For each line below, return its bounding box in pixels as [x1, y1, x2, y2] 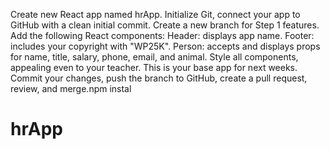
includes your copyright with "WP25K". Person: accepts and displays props [10, 40, 321, 52]
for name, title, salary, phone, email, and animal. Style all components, [10, 51, 299, 63]
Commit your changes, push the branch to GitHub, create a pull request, [10, 72, 308, 84]
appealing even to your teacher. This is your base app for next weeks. [10, 62, 298, 73]
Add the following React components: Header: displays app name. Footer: [10, 30, 315, 41]
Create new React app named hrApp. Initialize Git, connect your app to [10, 9, 301, 20]
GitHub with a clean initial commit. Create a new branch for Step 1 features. [10, 19, 320, 31]
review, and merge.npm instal [10, 83, 132, 94]
